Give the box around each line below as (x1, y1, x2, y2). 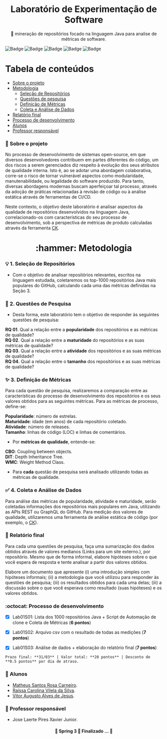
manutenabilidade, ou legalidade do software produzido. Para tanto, (5, 178, 145, 184)
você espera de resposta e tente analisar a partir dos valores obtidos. (5, 559, 148, 565)
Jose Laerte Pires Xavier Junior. (12, 716, 78, 722)
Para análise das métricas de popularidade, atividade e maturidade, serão (5, 498, 157, 504)
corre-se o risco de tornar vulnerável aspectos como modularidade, (5, 173, 145, 179)
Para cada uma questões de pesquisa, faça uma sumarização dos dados (5, 543, 155, 549)
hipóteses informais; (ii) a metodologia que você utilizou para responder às (5, 574, 159, 580)
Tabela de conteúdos (5, 64, 94, 75)
